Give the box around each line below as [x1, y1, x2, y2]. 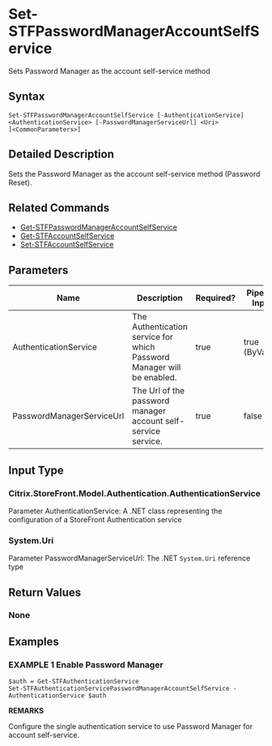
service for [132, 332, 174, 343]
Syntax [8, 90, 45, 104]
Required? [195, 293, 236, 304]
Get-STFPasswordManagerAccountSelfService [19, 222, 178, 232]
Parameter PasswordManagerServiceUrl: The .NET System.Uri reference [8, 553, 251, 564]
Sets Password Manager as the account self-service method [8, 66, 210, 75]
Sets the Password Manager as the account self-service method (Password [8, 169, 261, 178]
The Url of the [132, 385, 185, 397]
